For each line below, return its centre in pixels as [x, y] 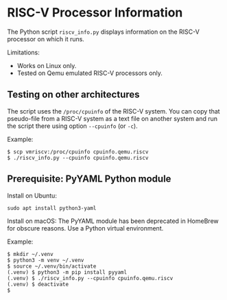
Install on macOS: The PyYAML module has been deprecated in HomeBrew [113, 221]
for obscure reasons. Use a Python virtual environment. [85, 228]
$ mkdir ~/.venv [30, 254]
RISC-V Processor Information [95, 13]
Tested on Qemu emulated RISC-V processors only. [90, 73]
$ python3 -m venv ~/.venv [46, 260]
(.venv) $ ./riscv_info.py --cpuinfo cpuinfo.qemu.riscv [90, 278]
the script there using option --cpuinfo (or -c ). [73, 126]
